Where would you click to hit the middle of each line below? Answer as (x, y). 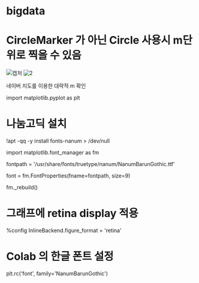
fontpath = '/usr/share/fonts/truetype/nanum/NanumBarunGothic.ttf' (91, 164)
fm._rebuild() (22, 188)
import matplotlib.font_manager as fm (53, 153)
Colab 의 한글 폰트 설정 (60, 257)
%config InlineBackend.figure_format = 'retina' (64, 230)
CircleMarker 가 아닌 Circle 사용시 (88, 40)
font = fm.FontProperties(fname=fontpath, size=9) (68, 176)
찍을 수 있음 (55, 55)
